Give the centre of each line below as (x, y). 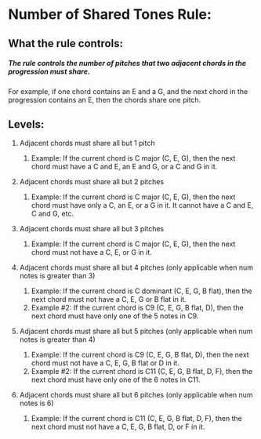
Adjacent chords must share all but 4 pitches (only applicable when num (136, 267)
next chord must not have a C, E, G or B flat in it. (109, 299)
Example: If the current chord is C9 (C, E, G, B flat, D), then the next (140, 355)
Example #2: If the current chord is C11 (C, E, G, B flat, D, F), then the (142, 372)
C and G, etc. (53, 214)
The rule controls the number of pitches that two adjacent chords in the (127, 63)
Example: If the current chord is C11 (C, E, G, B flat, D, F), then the (137, 419)
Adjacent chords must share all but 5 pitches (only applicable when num (136, 332)
